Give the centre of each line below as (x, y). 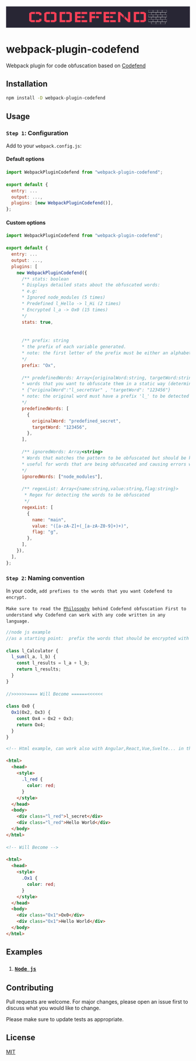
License (21, 1038)
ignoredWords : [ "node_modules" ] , (62, 477)
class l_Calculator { (32, 651)
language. (18, 621)
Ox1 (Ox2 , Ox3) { (31, 713)
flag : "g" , (45, 532)
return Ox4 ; (31, 725)
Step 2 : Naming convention (45, 578)
